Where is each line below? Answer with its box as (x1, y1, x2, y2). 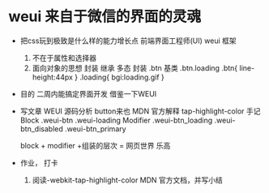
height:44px (32, 72, 73, 82)
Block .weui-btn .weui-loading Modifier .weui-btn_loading (19, 115, 213, 125)
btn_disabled (19, 123, 63, 134)
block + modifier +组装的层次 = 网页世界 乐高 (19, 140, 171, 150)
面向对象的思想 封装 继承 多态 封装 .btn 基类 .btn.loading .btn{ (32, 62, 238, 73)
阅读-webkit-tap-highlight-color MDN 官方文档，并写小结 (32, 175, 223, 185)
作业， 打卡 (19, 157, 58, 167)
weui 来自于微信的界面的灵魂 (8, 7, 201, 26)
